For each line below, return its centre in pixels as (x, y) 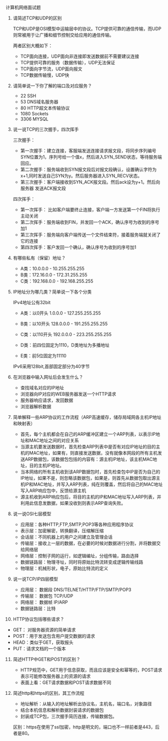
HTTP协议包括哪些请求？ (38, 619)
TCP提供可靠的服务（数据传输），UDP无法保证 (68, 62)
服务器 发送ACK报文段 (43, 188)
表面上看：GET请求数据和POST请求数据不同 (66, 682)
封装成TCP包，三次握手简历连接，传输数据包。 (68, 716)
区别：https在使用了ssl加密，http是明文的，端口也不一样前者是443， (84, 727)
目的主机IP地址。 (47, 465)
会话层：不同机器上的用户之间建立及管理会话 (66, 537)
